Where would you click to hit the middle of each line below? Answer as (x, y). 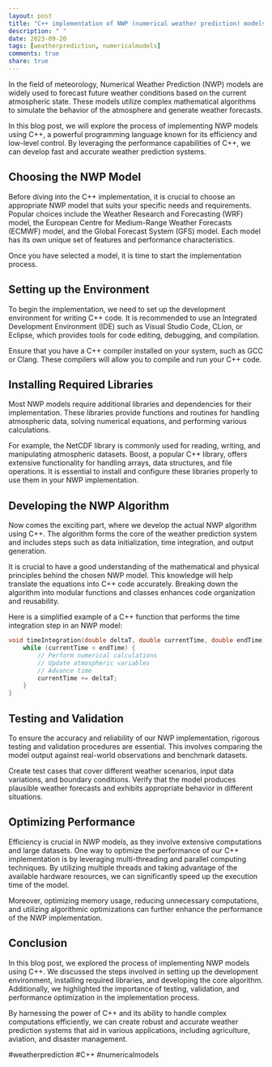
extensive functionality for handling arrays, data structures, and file (120, 463)
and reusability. (34, 602)
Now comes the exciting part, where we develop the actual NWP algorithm (133, 525)
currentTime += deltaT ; (77, 678)
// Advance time (65, 671)
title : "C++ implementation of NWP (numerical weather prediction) (125, 24)
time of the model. (39, 885)
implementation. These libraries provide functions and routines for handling (134, 413)
